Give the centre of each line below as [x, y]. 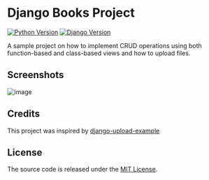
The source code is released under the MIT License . [82, 170]
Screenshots [36, 75]
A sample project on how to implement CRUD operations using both [105, 45]
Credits [24, 114]
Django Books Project [71, 13]
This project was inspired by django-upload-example [84, 130]
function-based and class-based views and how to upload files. [99, 53]
